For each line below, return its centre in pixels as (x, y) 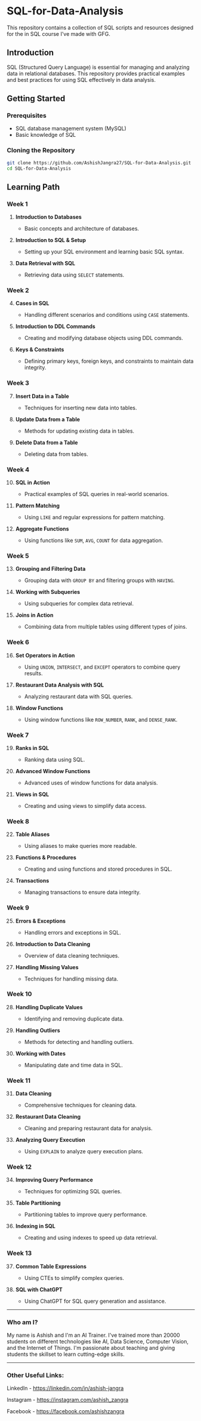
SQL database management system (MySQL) (71, 128)
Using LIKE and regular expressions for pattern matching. (95, 517)
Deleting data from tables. (56, 454)
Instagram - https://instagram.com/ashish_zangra (68, 1400)
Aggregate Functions (42, 529)
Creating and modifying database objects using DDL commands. (104, 338)
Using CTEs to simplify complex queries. (74, 1278)
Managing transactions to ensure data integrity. (82, 892)
